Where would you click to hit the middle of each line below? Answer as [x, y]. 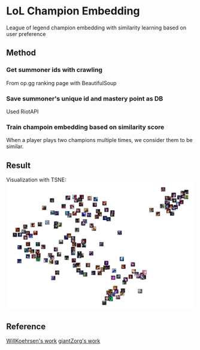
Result [19, 165]
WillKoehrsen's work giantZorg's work [53, 340]
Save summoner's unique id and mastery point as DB [85, 98]
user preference [26, 34]
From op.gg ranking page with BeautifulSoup [61, 83]
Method [21, 53]
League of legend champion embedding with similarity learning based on [96, 28]
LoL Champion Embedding [73, 11]
